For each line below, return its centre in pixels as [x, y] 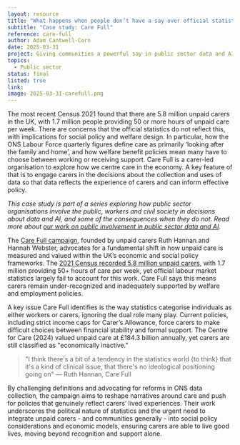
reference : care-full [40, 34]
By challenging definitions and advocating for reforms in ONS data [105, 388]
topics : [19, 61]
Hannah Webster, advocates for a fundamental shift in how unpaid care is [115, 248]
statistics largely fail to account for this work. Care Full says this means [112, 279]
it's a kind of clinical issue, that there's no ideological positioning [120, 367]
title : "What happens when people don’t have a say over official [108, 21]
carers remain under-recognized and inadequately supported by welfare [114, 286]
